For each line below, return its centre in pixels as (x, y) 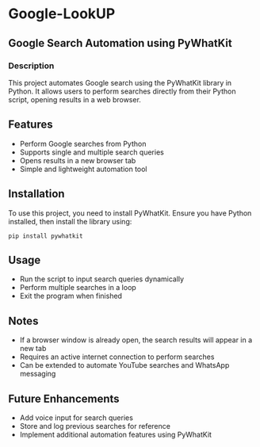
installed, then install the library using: (70, 221)
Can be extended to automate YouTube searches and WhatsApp (124, 365)
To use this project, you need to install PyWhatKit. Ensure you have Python (130, 213)
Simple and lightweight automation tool (84, 169)
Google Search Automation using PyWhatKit (120, 43)
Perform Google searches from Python (83, 143)
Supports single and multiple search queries (92, 152)
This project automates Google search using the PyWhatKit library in (120, 82)
